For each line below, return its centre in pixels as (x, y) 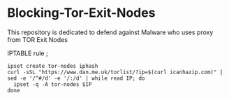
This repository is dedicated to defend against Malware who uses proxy (110, 32)
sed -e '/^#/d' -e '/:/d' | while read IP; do (76, 78)
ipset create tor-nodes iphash (53, 66)
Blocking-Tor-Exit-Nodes (81, 13)
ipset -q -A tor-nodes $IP (53, 84)
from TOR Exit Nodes (38, 39)
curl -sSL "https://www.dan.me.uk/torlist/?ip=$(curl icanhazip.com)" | (115, 72)
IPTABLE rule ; (28, 53)
